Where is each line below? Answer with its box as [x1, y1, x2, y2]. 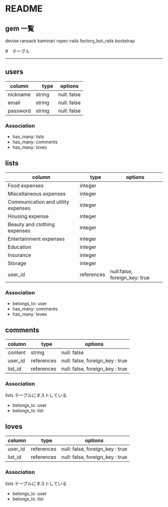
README [5, 3, 43, 15]
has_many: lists [12, 134, 44, 140]
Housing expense [7, 212, 49, 219]
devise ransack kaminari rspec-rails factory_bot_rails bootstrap [5, 38, 135, 44]
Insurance [7, 251, 31, 259]
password [7, 107, 31, 114]
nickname [7, 91, 31, 98]
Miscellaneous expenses [7, 190, 66, 197]
